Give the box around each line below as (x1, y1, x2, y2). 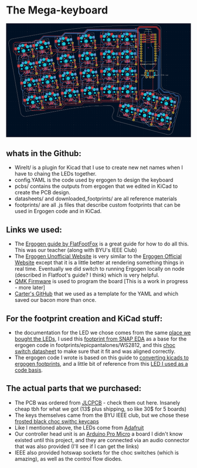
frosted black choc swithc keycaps (14, 418, 99, 425)
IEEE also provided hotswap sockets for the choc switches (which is (14, 449, 179, 456)
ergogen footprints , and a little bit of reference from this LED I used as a (14, 360, 188, 367)
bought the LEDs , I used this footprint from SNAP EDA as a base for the (14, 335, 187, 342)
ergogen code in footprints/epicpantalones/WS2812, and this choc (14, 341, 176, 348)
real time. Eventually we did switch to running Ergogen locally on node (14, 265, 185, 272)
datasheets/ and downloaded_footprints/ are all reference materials (14, 195, 178, 203)
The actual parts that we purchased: (6, 383, 142, 393)
